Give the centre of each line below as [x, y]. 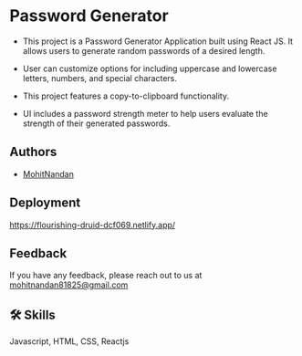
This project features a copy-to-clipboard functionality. [126, 96]
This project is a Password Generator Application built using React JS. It [158, 41]
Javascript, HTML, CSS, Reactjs [69, 341]
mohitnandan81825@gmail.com [69, 285]
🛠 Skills [33, 314]
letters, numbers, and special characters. [100, 78]
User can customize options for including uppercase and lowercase [150, 68]
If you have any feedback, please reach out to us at [106, 276]
